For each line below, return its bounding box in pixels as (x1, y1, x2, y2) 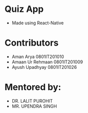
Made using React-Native (11, 20, 64, 26)
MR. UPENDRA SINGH (11, 103, 57, 109)
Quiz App (4, 3, 44, 15)
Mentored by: (4, 82, 61, 93)
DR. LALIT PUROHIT (11, 98, 53, 104)
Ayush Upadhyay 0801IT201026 (11, 64, 77, 70)
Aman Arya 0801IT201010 (11, 54, 64, 59)
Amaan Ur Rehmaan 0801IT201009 (11, 58, 83, 65)
